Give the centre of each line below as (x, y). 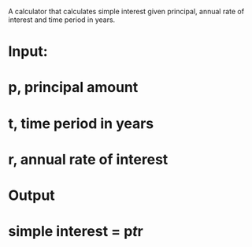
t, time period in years (81, 123)
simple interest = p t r (76, 232)
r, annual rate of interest (88, 159)
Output (31, 195)
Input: (28, 52)
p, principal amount (73, 88)
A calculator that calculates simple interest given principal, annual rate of (126, 11)
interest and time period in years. (62, 20)
